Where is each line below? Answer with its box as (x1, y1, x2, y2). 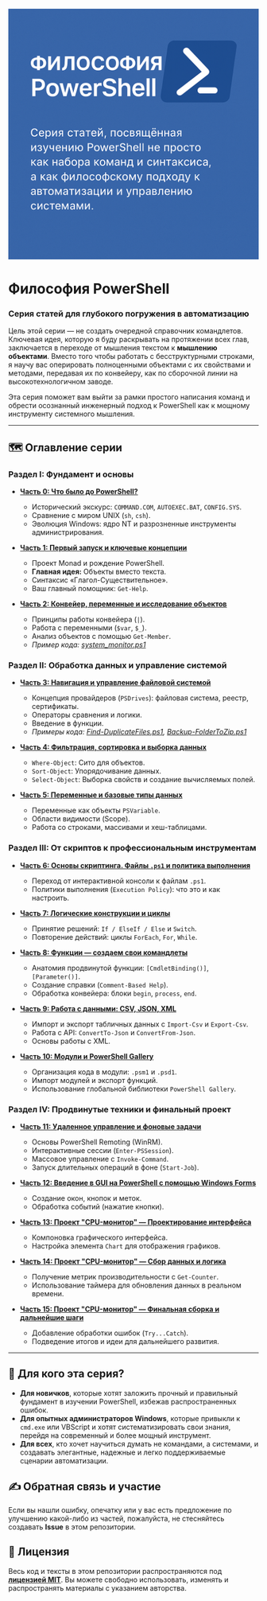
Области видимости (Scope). (31, 814, 131, 824)
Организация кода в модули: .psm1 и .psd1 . (31, 1067, 177, 1077)
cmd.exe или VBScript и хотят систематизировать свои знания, (19, 1422, 231, 1432)
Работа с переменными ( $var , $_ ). (31, 623, 147, 633)
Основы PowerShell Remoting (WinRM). (31, 1137, 163, 1147)
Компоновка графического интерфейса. (31, 1233, 168, 1242)
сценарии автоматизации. (19, 1455, 109, 1465)
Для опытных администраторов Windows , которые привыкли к (19, 1413, 241, 1423)
